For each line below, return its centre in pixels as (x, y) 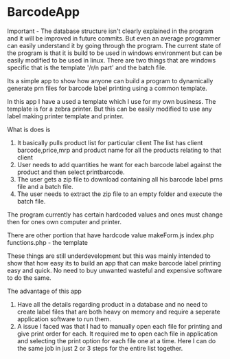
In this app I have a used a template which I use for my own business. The (112, 101)
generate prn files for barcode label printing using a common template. (107, 88)
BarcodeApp (44, 12)
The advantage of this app (45, 291)
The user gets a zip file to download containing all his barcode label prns (120, 179)
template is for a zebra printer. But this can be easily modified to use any (110, 109)
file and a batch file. (45, 186)
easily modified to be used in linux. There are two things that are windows (112, 60)
